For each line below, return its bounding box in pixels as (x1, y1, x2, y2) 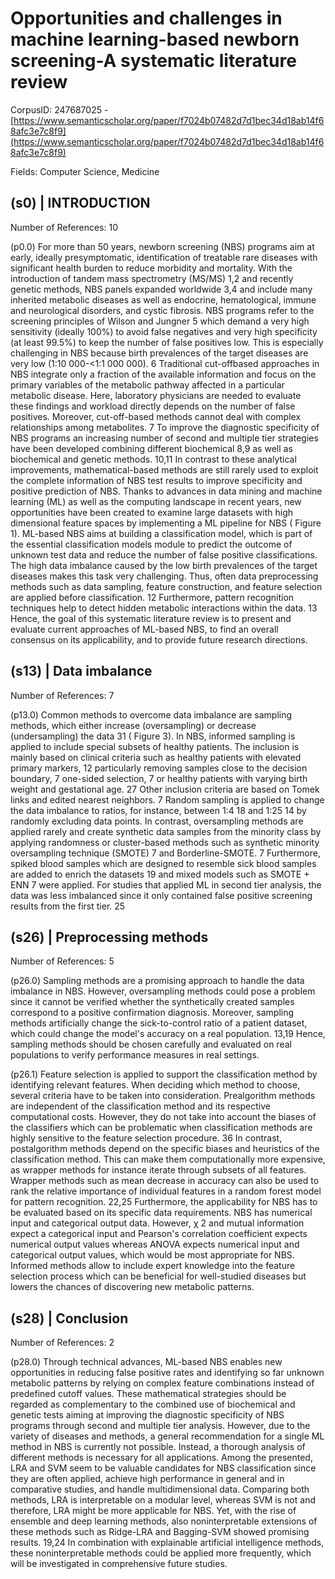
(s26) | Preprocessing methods (10, 928, 209, 946)
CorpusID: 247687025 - (10, 103, 109, 116)
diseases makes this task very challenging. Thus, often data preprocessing (10, 570, 319, 582)
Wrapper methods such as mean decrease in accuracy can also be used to (10, 1175, 320, 1187)
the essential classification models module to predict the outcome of (10, 538, 293, 550)
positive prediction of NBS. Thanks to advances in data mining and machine (10, 485, 323, 497)
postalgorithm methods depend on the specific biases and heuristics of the (10, 1143, 320, 1155)
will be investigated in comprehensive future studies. (10, 1558, 228, 1570)
